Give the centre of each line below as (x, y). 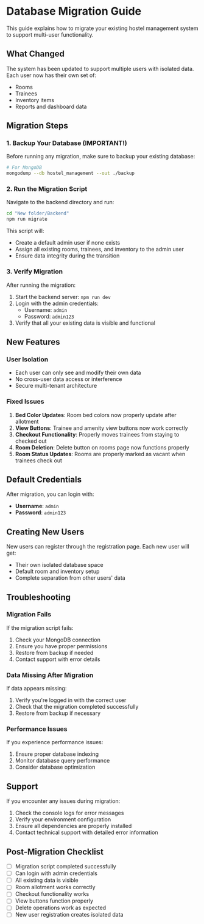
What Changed (36, 54)
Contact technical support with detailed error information (86, 832)
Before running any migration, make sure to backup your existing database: (101, 157)
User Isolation (27, 359)
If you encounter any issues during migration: (63, 801)
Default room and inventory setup (57, 571)
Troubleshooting (39, 597)
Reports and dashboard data (51, 106)
